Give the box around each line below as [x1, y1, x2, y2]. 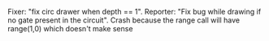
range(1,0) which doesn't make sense [7, 24, 133, 33]
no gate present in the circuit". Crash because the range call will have [7, 15, 241, 25]
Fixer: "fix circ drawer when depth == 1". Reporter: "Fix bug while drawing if [7, 7, 262, 16]
